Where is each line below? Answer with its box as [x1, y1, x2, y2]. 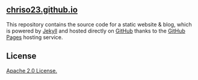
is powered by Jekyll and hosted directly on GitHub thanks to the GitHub [6, 27, 185, 34]
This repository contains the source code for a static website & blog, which [6, 20, 193, 28]
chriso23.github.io [6, 5, 78, 15]
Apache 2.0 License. [6, 67, 57, 74]
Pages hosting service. [6, 33, 63, 41]
